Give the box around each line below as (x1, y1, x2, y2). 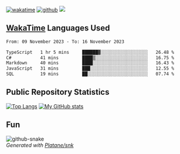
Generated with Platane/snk (6, 141, 74, 149)
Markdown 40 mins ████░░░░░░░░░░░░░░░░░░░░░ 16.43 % (6, 60, 175, 66)
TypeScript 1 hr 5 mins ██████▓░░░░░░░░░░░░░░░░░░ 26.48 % (6, 49, 175, 55)
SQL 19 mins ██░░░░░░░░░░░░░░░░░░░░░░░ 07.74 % (6, 71, 175, 77)
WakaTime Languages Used (6, 23, 110, 33)
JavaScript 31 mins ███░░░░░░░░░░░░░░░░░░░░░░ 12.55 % (6, 66, 175, 71)
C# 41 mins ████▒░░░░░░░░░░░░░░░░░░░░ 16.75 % (6, 54, 175, 61)
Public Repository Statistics (6, 87, 110, 97)
